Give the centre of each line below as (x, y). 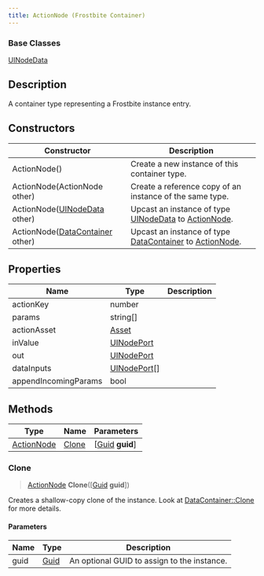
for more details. (35, 508)
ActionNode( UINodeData (58, 209)
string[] (123, 317)
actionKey (31, 305)
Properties (35, 269)
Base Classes (35, 42)
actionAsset (34, 330)
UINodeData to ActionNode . (182, 218)
